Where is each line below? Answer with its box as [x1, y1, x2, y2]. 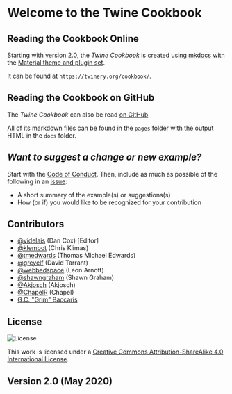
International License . [7, 355, 69, 363]
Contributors [7, 218, 65, 230]
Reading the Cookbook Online [7, 33, 139, 44]
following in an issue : [7, 177, 68, 186]
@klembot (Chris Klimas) [17, 244, 89, 252]
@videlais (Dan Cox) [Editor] [17, 236, 99, 245]
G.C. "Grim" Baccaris [17, 295, 78, 304]
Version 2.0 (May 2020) [7, 375, 113, 387]
